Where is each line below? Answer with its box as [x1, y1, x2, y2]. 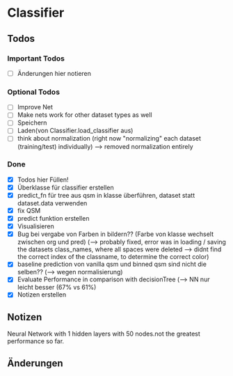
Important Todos [7, 54, 65, 63]
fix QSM [17, 207, 41, 215]
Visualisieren [17, 222, 54, 230]
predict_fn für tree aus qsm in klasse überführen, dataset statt [17, 191, 195, 199]
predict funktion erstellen [17, 214, 90, 223]
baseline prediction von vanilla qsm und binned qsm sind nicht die [17, 260, 207, 269]
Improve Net [17, 103, 54, 111]
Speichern [17, 118, 47, 127]
